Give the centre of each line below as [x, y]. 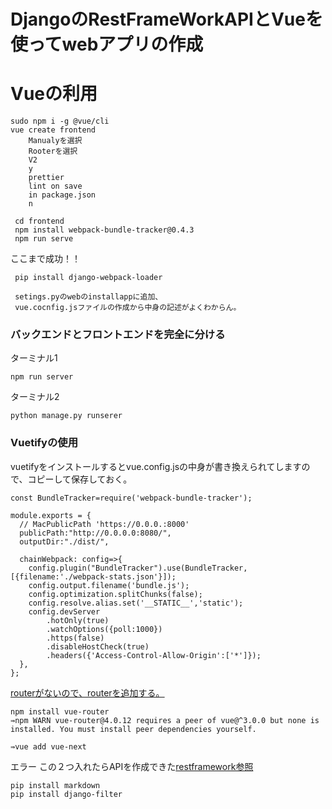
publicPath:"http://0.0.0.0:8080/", [95, 533]
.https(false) [75, 638]
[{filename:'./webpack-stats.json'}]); [93, 576]
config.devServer [64, 611]
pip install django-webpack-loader [88, 278]
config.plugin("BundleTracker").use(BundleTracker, [138, 568]
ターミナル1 [34, 358]
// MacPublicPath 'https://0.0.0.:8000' [104, 524]
